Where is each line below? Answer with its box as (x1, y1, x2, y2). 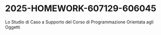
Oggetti (5, 24, 21, 30)
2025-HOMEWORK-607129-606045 (5, 3, 157, 14)
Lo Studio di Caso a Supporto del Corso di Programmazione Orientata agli (5, 19, 154, 25)
